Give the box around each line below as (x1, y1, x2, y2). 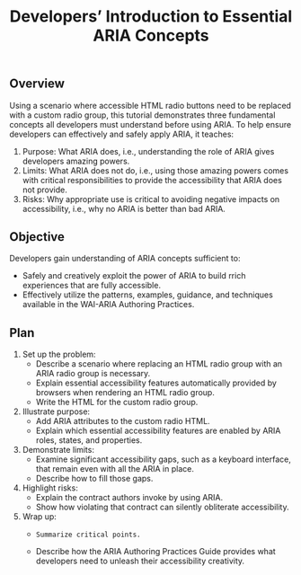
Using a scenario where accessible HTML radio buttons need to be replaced (9, 100, 292, 111)
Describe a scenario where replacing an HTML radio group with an (35, 358, 283, 369)
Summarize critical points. (35, 530, 141, 540)
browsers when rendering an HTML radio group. (35, 387, 216, 398)
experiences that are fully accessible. (22, 280, 162, 291)
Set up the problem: (22, 349, 96, 360)
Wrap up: (22, 511, 57, 522)
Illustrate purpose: (22, 406, 91, 417)
